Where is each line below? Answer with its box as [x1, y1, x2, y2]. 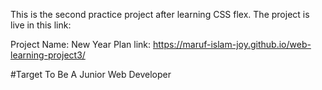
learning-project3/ [10, 49, 86, 61]
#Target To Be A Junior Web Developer [10, 69, 172, 80]
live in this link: [10, 19, 72, 31]
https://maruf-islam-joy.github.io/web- [153, 39, 312, 50]
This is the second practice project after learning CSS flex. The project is [10, 9, 310, 20]
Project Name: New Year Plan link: [10, 39, 152, 50]
